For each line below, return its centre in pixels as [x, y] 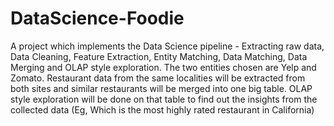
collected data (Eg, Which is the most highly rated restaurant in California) [162, 109]
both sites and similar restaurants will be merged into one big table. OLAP [161, 88]
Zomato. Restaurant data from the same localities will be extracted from [158, 78]
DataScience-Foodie [97, 18]
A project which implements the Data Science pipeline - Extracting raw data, [167, 46]
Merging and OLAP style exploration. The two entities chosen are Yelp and [163, 67]
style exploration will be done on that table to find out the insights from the [164, 99]
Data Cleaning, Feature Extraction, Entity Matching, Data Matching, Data [159, 56]
